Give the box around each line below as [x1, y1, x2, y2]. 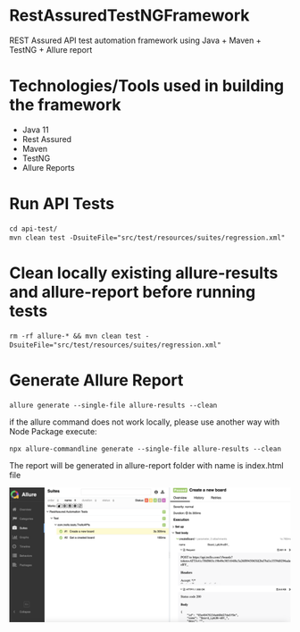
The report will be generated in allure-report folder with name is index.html [9, 459, 284, 470]
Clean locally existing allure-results [9, 263, 279, 282]
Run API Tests [9, 194, 115, 215]
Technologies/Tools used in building [9, 76, 285, 97]
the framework [9, 95, 122, 115]
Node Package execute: [9, 426, 97, 436]
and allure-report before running [9, 282, 256, 302]
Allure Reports [21, 162, 75, 173]
